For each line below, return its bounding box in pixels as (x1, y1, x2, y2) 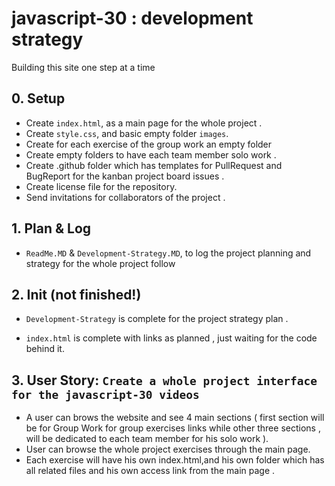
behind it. (25, 343, 65, 355)
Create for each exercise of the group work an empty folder (25, 138, 273, 150)
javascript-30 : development (11, 7, 254, 30)
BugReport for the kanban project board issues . (25, 170, 225, 182)
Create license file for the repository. (25, 180, 178, 192)
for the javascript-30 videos (11, 387, 200, 402)
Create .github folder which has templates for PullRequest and (25, 159, 283, 171)
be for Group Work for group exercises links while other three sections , (25, 422, 321, 434)
